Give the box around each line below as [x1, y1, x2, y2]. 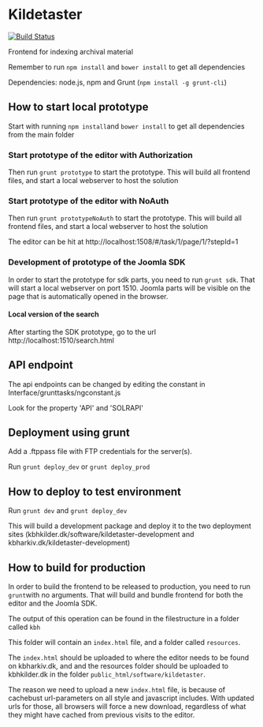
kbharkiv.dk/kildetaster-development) [8, 538, 131, 548]
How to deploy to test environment [8, 485, 181, 498]
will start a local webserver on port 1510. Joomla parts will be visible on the [8, 283, 251, 293]
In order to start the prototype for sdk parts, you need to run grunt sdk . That [8, 275, 256, 284]
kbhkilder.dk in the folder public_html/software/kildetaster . [8, 669, 206, 680]
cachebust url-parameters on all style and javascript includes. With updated [8, 693, 254, 703]
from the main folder [8, 129, 75, 139]
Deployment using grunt [8, 426, 130, 440]
